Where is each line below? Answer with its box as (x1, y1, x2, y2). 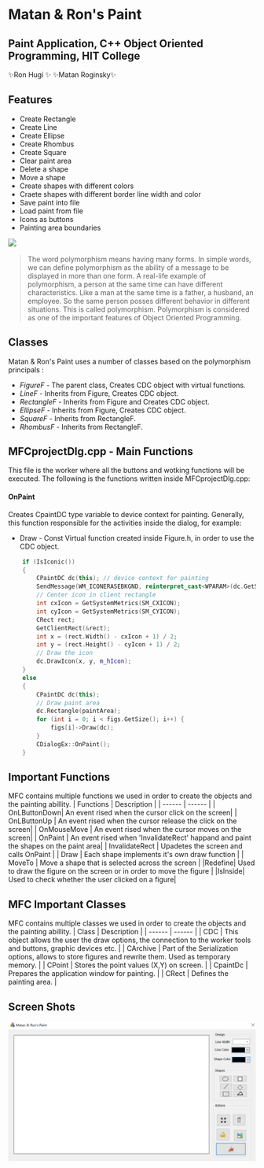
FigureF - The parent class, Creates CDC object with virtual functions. (19, 380, 246, 390)
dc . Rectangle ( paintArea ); (36, 707, 122, 715)
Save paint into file (19, 198, 80, 207)
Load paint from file (19, 206, 84, 216)
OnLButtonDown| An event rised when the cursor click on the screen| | (8, 808, 237, 818)
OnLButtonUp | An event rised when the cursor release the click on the (8, 816, 237, 826)
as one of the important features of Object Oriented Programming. (27, 312, 242, 322)
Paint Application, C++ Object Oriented (8, 37, 203, 50)
